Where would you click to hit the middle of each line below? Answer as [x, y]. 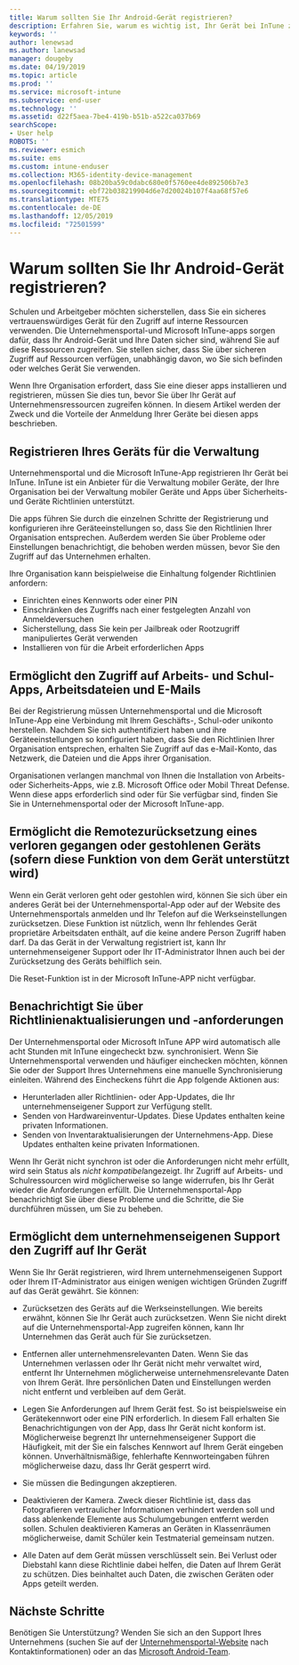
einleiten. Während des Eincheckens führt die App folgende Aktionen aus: [145, 1079]
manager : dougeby [41, 59]
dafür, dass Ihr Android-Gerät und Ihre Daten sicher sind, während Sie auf [145, 340]
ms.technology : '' [43, 109]
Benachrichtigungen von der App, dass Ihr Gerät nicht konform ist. [144, 1427]
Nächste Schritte [57, 1611]
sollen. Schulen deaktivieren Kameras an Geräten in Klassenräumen [146, 1528]
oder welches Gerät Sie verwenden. [75, 368]
